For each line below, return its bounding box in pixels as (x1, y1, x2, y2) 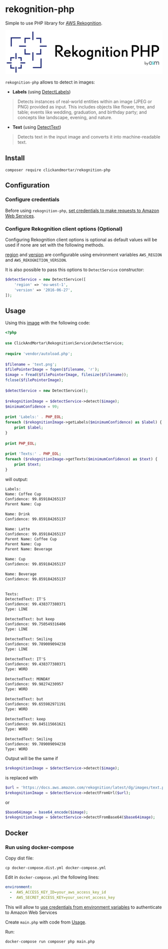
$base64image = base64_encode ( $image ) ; (5, 809, 88, 814)
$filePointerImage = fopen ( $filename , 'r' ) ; (5, 367, 99, 372)
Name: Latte (5, 526, 30, 531)
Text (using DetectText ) (12, 124, 61, 130)
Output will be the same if (5, 755, 58, 761)
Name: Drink (5, 511, 30, 516)
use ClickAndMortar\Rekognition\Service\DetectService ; (5, 341, 124, 346)
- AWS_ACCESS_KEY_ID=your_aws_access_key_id (9, 889, 106, 894)
